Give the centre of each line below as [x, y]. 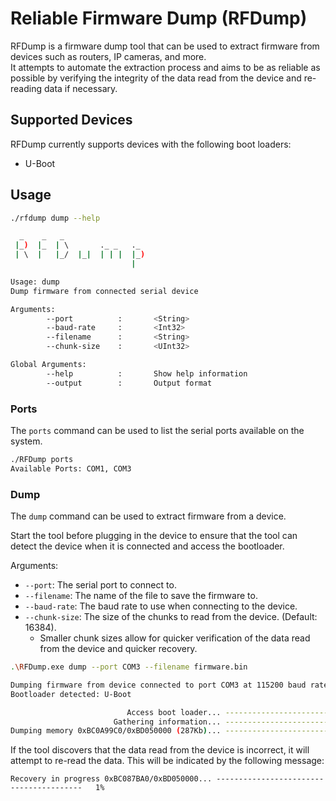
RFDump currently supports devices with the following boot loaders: [151, 144]
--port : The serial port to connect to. [100, 585]
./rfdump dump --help [55, 218]
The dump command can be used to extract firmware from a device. [148, 516]
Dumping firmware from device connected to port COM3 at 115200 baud [158, 685]
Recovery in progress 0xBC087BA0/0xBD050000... [111, 779]
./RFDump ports [42, 459]
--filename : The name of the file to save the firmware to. [141, 596]
